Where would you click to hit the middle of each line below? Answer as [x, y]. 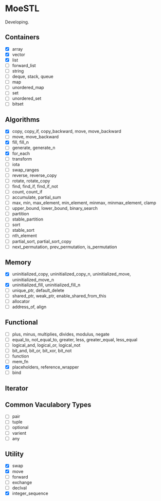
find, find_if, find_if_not [35, 186]
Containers [22, 37]
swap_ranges [26, 170]
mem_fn [20, 361]
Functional [21, 323]
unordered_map [28, 88]
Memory [18, 263]
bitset [18, 104]
